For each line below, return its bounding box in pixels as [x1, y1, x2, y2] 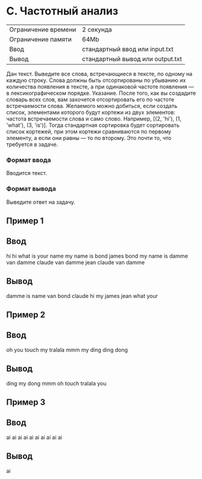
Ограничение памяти [9, 35, 72, 43]
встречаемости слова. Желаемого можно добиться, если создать [6, 102, 178, 109]
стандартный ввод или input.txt [82, 45, 174, 53]
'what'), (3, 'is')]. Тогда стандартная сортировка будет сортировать [6, 121, 180, 128]
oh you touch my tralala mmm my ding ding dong [6, 346, 128, 354]
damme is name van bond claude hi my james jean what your [6, 292, 158, 299]
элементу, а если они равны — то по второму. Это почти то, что [6, 134, 172, 141]
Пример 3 [6, 397, 46, 407]
